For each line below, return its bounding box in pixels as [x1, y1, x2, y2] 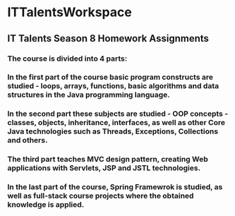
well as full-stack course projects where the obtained [7, 191, 194, 201]
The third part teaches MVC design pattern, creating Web [7, 155, 208, 164]
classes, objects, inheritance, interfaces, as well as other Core [7, 118, 226, 128]
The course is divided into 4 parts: [7, 54, 128, 64]
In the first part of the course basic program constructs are [7, 72, 214, 82]
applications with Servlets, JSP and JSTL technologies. [7, 163, 201, 173]
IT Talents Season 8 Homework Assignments [7, 32, 210, 44]
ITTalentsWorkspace [7, 4, 132, 20]
